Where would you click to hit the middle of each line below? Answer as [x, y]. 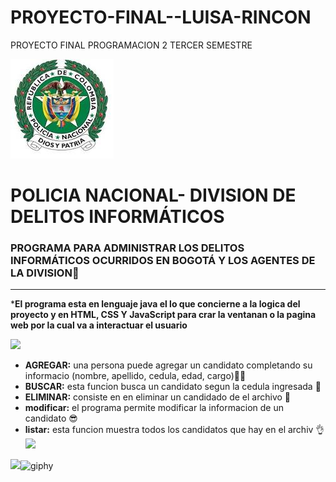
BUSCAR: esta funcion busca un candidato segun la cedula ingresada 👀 [173, 387]
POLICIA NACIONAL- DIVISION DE [153, 195]
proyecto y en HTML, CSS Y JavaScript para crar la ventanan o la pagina [163, 315]
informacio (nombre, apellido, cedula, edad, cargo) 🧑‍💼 [135, 376]
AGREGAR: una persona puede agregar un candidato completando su [168, 365]
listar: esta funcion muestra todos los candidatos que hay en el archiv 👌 [174, 430]
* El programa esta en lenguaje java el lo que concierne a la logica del [155, 304]
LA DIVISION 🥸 [45, 273]
